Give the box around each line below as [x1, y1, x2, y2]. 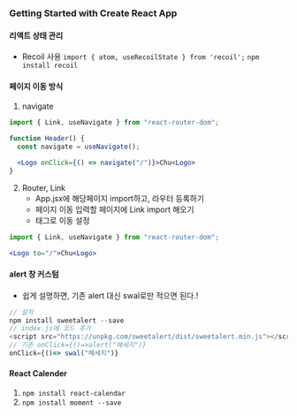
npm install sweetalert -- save [9, 316, 125, 325]
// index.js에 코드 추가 [9, 324, 91, 333]
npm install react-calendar [21, 390, 126, 398]
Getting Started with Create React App [9, 7, 178, 19]
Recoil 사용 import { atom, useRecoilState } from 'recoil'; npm [21, 51, 260, 62]
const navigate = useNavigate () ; [17, 142, 141, 152]
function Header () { [9, 134, 86, 143]
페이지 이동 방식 [9, 80, 64, 91]
